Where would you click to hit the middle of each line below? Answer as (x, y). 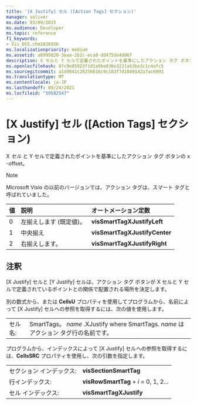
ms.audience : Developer (35, 28)
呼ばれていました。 (29, 195)
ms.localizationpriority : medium (47, 50)
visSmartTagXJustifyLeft (127, 222)
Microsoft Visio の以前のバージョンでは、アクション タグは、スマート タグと (98, 187)
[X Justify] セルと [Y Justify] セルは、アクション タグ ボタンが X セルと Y (94, 281)
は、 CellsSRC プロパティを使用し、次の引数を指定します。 (77, 356)
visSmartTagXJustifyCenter (131, 232)
